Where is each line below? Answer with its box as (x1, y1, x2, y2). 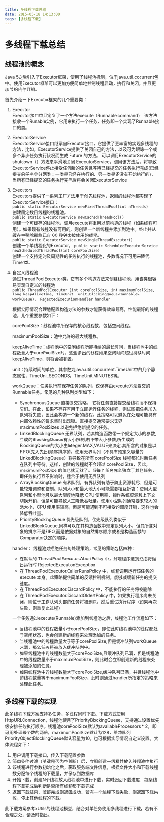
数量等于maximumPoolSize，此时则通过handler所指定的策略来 (32, 675, 158, 681)
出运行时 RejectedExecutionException (19, 562, 96, 568)
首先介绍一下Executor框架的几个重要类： (5, 97, 88, 103)
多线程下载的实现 (5, 697, 57, 705)
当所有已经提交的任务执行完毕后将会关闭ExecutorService (12, 177, 127, 183)
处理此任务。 (19, 681, 46, 687)
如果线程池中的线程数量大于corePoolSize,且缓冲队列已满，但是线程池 (19, 650, 159, 656)
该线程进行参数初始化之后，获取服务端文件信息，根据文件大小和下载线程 (12, 764, 158, 770)
